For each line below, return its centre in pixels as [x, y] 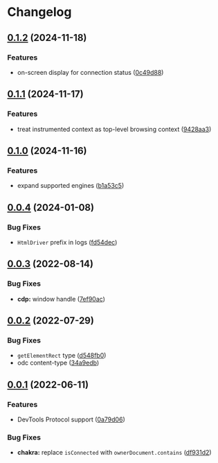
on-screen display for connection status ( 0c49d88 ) [90, 72]
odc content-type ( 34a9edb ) [58, 363]
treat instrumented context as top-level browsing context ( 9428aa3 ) [114, 129]
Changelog [39, 12]
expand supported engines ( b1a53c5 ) [71, 186]
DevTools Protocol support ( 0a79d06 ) [71, 419]
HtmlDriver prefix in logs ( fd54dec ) [67, 242]
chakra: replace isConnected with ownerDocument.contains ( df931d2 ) [115, 453]
